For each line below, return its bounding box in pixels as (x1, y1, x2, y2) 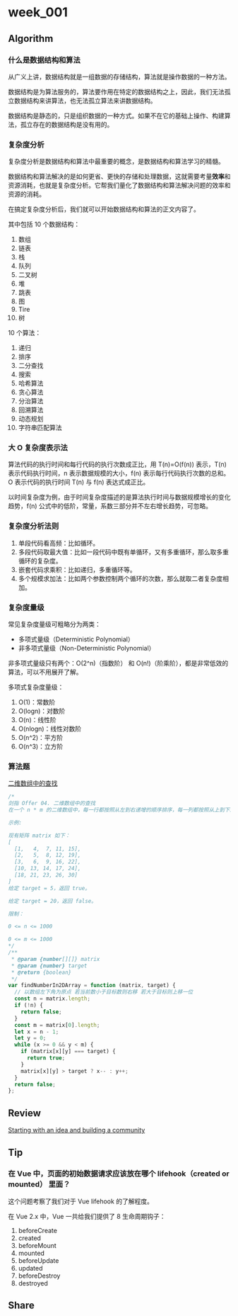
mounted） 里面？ (8, 1179, 71, 1189)
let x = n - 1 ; (14, 1028, 59, 1035)
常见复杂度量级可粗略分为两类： (8, 620, 101, 629)
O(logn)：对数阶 (18, 707, 66, 716)
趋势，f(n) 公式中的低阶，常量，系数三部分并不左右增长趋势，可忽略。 (8, 502, 213, 510)
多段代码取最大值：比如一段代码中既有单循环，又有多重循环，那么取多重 (18, 547, 229, 556)
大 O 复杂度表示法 (8, 443, 68, 453)
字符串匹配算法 (18, 423, 62, 432)
